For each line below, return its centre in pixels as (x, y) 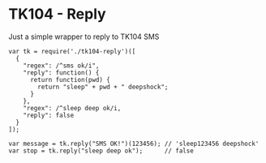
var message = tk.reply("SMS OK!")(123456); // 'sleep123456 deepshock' (134, 144)
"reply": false (49, 115)
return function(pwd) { (70, 79)
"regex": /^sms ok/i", (61, 66)
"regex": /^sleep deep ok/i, (72, 108)
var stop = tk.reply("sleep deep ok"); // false (101, 151)
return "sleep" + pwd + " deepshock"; (103, 87)
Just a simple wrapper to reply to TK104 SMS (84, 36)
